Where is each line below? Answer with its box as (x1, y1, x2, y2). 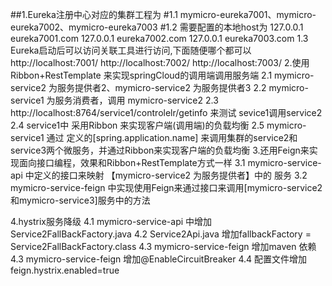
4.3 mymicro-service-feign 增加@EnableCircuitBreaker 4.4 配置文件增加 (10, 253, 308, 265)
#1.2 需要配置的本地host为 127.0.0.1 (159, 21, 304, 33)
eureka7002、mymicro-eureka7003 (10, 21, 158, 33)
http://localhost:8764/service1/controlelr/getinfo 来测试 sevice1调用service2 (10, 107, 323, 118)
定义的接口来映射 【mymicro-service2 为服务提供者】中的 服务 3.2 (33, 169, 308, 181)
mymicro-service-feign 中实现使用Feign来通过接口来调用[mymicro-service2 (10, 182, 323, 193)
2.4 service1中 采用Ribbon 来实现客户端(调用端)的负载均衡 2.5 (10, 119, 265, 131)
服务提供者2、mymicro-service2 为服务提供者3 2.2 (56, 82, 267, 93)
